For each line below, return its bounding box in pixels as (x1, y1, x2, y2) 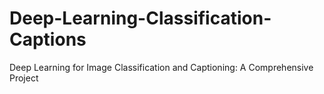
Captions (9, 28, 87, 51)
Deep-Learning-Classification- (9, 7, 272, 30)
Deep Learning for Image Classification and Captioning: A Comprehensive (9, 61, 314, 73)
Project (9, 72, 39, 84)
